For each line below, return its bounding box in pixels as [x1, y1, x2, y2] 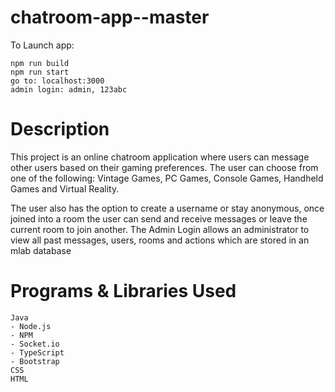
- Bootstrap [10, 356, 60, 366]
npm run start [10, 67, 70, 77]
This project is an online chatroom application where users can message [10, 151, 310, 163]
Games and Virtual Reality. [10, 182, 120, 195]
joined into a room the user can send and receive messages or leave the [10, 212, 308, 225]
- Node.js [10, 321, 52, 331]
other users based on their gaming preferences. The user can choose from [10, 161, 319, 173]
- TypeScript [10, 347, 65, 358]
